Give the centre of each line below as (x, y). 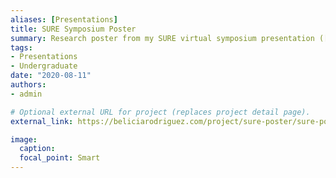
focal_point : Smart (60, 158)
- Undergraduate (44, 66)
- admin (26, 94)
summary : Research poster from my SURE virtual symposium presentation (162, 38)
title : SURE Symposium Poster (73, 29)
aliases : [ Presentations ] (64, 19)
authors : (28, 85)
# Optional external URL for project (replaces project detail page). (160, 112)
